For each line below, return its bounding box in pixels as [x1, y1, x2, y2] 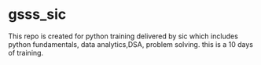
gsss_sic [8, 5, 67, 23]
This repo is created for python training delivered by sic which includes [8, 31, 238, 41]
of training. [8, 48, 44, 57]
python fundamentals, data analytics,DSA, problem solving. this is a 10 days [8, 39, 254, 49]
